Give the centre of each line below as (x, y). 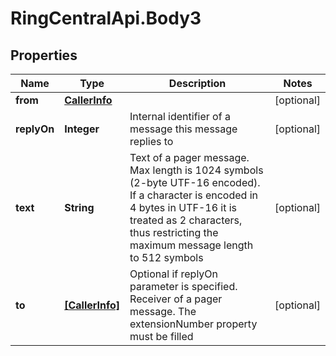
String (79, 207)
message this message (183, 129)
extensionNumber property (193, 324)
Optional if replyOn (174, 274)
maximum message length (191, 245)
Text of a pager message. (189, 157)
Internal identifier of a (180, 116)
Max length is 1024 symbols (196, 170)
